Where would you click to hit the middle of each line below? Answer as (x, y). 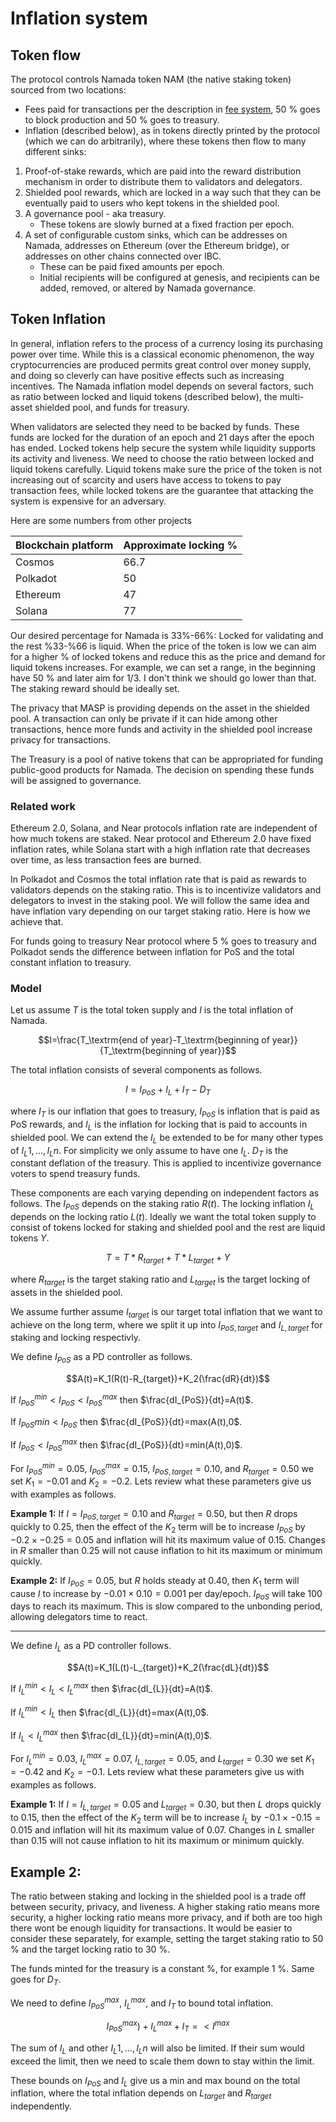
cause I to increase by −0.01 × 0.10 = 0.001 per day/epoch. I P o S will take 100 (166, 1594)
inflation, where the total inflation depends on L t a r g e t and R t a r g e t (141, 2094)
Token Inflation (58, 319)
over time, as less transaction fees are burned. (106, 860)
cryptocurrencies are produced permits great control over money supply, (161, 364)
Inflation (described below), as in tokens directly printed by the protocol (172, 130)
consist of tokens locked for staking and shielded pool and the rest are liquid (168, 1228)
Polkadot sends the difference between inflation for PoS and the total (152, 952)
